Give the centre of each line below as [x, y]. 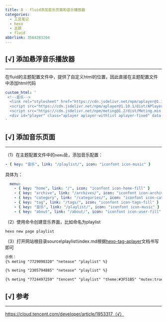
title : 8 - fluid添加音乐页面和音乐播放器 [45, 10]
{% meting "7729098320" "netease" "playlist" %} [56, 262]
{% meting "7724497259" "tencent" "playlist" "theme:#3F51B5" [71, 280]
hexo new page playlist [30, 231]
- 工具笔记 [19, 19]
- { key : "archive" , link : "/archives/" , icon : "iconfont [75, 193]
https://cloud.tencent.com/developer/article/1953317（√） [65, 314]
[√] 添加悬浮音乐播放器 [40, 59]
